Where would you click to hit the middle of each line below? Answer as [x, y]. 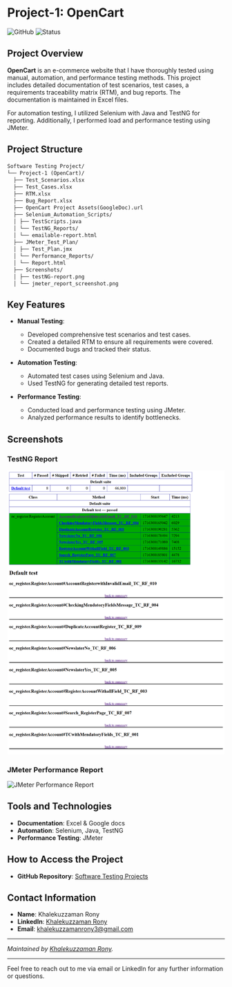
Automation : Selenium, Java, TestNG [70, 830]
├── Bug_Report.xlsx [43, 201]
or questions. [26, 976]
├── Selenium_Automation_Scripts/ [63, 214]
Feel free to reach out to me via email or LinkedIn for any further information [115, 969]
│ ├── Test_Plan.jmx [43, 249]
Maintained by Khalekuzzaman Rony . [60, 949]
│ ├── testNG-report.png [49, 277]
